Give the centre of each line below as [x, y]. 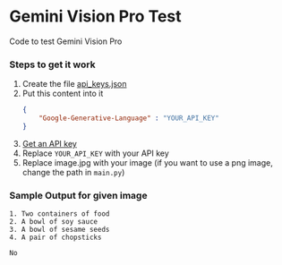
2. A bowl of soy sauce [54, 222]
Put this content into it [63, 94]
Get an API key [50, 143]
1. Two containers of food [60, 214]
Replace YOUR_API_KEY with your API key [96, 153]
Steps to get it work [52, 64]
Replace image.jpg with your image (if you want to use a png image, [147, 162]
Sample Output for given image [78, 195]
